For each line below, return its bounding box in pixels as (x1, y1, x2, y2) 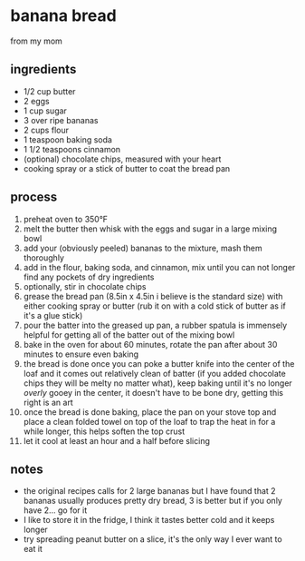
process (10, 190, 58, 205)
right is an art (23, 397, 73, 408)
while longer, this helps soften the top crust (23, 426, 186, 437)
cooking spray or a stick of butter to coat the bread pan (23, 162, 231, 173)
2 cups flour (23, 124, 69, 135)
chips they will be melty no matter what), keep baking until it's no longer (23, 378, 292, 389)
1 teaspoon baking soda (23, 133, 112, 145)
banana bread (10, 5, 117, 26)
